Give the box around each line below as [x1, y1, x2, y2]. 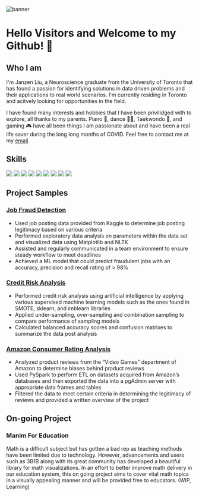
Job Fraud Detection [6, 206, 67, 214]
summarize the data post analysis [14, 330, 97, 337]
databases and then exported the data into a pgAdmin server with [14, 378, 176, 385]
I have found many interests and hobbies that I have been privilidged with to [6, 109, 192, 116]
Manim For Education [6, 432, 70, 440]
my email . [6, 137, 30, 144]
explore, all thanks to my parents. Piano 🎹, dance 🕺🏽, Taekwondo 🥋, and [6, 116, 182, 122]
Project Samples [6, 188, 68, 198]
